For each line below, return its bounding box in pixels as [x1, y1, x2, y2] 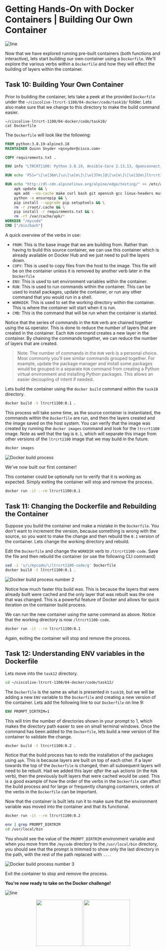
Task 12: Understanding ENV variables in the [5, 649, 145, 658]
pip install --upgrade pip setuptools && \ [14, 200, 105, 205]
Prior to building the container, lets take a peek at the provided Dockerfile [5, 93, 156, 99]
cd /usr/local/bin [5, 827, 43, 832]
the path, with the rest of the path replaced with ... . [5, 852, 111, 857]
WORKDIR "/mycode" [5, 218, 43, 223]
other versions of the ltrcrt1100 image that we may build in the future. [5, 436, 149, 442]
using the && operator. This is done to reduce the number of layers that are [5, 325, 157, 331]
